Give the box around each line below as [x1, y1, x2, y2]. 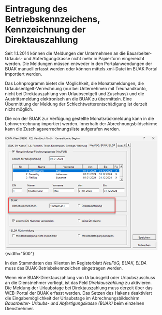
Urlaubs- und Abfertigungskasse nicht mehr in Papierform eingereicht [5, 55, 145, 61]
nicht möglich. [5, 106, 33, 112]
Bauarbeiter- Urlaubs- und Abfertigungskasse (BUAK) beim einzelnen [5, 300, 145, 306]
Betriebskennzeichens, [5, 14, 100, 25]
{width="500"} [5, 251, 35, 257]
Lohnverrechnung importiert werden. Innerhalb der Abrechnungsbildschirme [5, 120, 158, 127]
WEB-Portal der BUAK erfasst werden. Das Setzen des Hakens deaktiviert [5, 290, 152, 296]
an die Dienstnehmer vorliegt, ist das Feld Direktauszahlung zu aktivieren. [5, 280, 152, 286]
